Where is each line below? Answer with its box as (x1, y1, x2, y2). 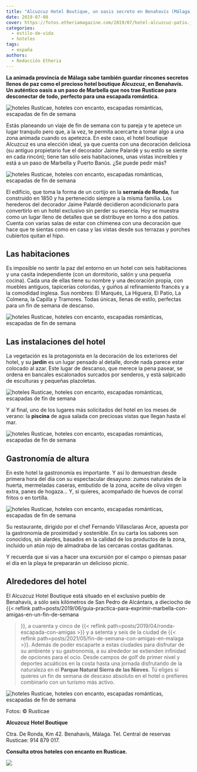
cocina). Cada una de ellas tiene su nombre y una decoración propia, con (6, 277, 184, 284)
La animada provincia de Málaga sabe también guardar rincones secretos (6, 74, 189, 81)
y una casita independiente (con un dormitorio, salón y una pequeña (6, 271, 171, 278)
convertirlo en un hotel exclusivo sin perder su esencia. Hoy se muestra (6, 207, 179, 214)
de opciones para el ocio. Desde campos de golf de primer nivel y (20, 653, 180, 660)
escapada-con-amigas (20, 629, 76, 636)
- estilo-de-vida (11, 31, 54, 36)
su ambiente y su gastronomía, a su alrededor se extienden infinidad (20, 647, 186, 654)
